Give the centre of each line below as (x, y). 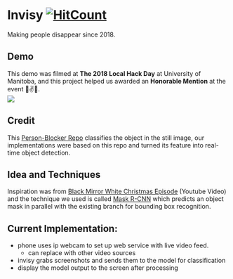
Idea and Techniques (54, 175)
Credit (21, 121)
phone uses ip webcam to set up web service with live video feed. (113, 245)
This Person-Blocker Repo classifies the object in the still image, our (106, 138)
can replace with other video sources (82, 253)
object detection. (46, 153)
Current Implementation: (62, 228)
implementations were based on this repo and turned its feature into (105, 145)
